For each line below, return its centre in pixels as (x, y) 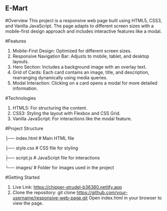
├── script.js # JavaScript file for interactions (53, 157)
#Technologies (21, 98)
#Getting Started (22, 177)
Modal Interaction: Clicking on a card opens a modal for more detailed (85, 83)
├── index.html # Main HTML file (40, 138)
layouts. (21, 61)
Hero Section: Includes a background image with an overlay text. (79, 67)
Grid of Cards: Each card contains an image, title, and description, (81, 72)
